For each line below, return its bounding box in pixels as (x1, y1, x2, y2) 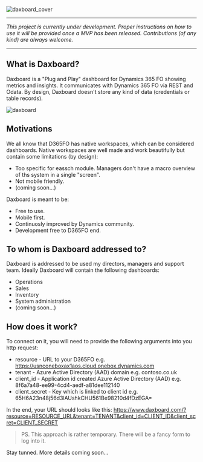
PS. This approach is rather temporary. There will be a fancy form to (21, 431, 191, 438)
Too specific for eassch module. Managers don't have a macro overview (14, 164, 195, 172)
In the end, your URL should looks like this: (6, 406, 113, 414)
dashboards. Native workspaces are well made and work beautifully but (6, 146, 185, 154)
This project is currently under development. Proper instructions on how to (6, 23, 192, 30)
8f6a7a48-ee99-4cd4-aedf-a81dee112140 (14, 381, 120, 389)
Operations (14, 279, 43, 286)
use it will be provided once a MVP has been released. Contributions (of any (6, 30, 196, 36)
